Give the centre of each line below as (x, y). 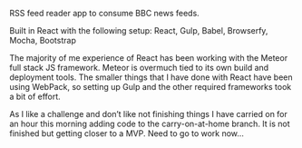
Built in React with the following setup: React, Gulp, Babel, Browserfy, (139, 30)
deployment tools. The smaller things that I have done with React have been (151, 77)
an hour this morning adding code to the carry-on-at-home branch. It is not (150, 123)
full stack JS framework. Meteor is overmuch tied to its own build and (139, 68)
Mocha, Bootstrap (43, 40)
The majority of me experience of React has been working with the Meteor (149, 58)
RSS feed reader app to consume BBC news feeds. (104, 13)
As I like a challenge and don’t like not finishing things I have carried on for (149, 114)
